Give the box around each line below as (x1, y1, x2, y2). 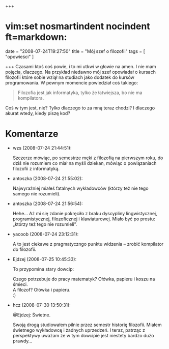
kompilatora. (17, 95, 44, 101)
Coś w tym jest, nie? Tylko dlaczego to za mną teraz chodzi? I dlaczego (5, 105, 155, 111)
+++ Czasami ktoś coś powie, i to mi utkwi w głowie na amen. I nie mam (5, 63, 156, 69)
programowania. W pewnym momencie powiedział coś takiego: (5, 79, 138, 85)
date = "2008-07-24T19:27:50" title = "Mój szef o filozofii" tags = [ (5, 48, 145, 54)
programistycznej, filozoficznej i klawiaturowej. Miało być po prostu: (12, 216, 155, 222)
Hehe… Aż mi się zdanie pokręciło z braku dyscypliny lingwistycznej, (12, 210, 158, 216)
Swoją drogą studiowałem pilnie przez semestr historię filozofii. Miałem (12, 322, 162, 328)
